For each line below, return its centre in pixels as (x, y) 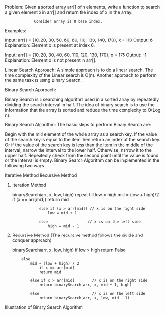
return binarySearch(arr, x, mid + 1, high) (85, 285)
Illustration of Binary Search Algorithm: (44, 307)
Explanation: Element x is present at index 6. (50, 45)
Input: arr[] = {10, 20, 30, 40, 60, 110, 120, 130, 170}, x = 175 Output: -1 (76, 55)
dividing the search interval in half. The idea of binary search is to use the (80, 105)
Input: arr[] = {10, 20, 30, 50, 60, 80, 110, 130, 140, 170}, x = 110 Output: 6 (79, 40)
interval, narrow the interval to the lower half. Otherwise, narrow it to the (78, 150)
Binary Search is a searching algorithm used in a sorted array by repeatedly (82, 99)
